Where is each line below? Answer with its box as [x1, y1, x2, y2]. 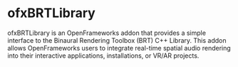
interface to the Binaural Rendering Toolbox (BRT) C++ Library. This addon [7, 36, 227, 44]
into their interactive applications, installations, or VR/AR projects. [7, 51, 200, 60]
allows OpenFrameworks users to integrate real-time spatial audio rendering [7, 43, 232, 52]
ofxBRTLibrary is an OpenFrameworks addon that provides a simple [7, 29, 207, 37]
